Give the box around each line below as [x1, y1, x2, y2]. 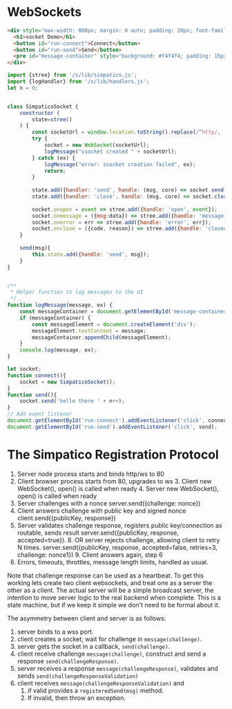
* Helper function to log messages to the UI [10, 288, 144, 296]
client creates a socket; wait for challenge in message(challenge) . [17, 634, 202, 643]
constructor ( [19, 109, 60, 116]
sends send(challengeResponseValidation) [17, 672, 139, 680]
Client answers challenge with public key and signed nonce [17, 506, 186, 515]
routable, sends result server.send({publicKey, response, [17, 528, 180, 537]
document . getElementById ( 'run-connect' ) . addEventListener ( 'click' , [7, 417, 206, 424]
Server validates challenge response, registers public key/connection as [17, 521, 222, 529]
